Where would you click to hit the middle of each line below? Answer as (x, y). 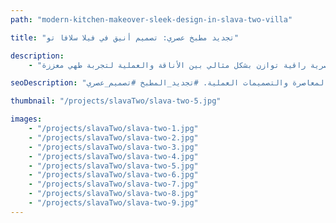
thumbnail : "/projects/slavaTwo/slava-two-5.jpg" (116, 101)
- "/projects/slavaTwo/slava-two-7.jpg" (113, 184)
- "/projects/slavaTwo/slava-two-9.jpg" (113, 203)
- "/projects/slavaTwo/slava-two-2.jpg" (113, 137)
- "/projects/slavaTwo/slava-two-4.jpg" (113, 156)
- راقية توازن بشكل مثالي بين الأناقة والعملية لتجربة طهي (167, 65)
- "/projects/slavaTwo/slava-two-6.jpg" (113, 175)
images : (26, 119)
